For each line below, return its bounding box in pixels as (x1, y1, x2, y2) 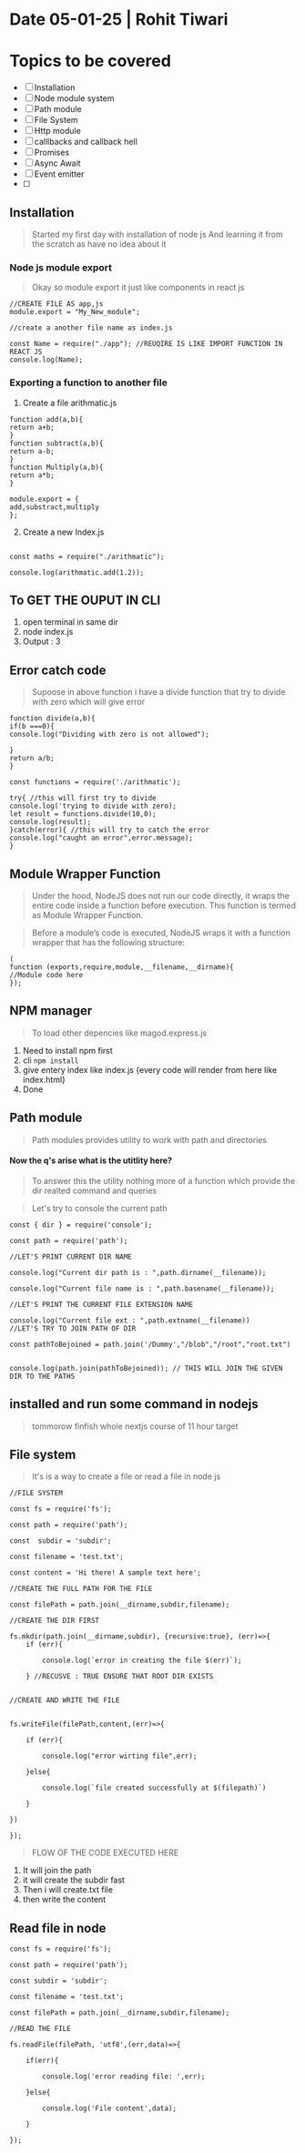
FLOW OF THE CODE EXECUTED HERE (31, 1847, 179, 1858)
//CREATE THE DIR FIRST (9, 1617, 100, 1626)
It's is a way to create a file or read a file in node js (31, 1471, 221, 1482)
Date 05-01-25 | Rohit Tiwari (9, 9, 229, 30)
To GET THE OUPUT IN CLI (9, 592, 161, 607)
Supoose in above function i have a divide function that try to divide (31, 687, 286, 698)
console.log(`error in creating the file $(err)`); (42, 1656, 243, 1666)
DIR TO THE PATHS (9, 1372, 76, 1381)
